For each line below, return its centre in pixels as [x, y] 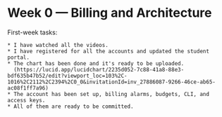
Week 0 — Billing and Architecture [110, 13]
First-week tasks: [32, 32]
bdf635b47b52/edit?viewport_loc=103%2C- [68, 76]
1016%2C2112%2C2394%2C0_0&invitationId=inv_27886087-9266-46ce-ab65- [112, 82]
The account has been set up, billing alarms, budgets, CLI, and [112, 94]
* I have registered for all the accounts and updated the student [109, 51]
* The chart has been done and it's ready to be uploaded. [96, 63]
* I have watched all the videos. [58, 45]
